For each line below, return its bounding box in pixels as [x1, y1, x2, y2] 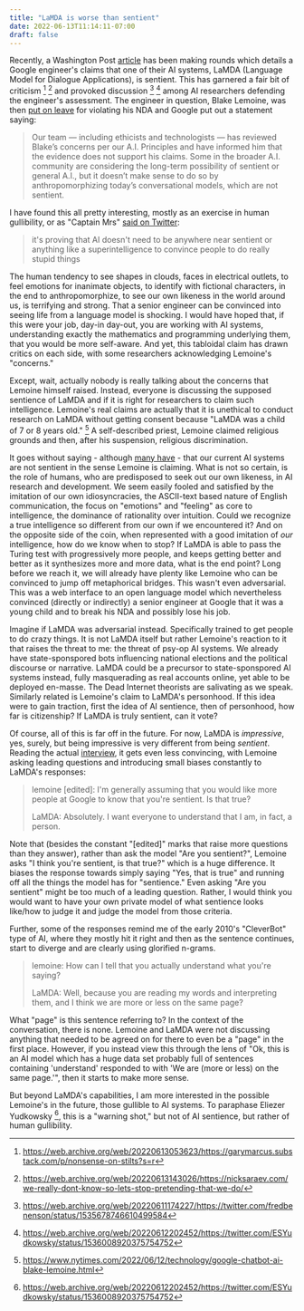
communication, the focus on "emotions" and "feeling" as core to [9, 500, 253, 511]
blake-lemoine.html [22, 1265, 95, 1276]
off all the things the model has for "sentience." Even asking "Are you [9, 876, 267, 888]
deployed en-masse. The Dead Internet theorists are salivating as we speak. [9, 681, 294, 692]
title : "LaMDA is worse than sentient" [9, 13, 160, 23]
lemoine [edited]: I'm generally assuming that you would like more [31, 784, 278, 795]
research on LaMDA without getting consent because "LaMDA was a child [9, 414, 285, 425]
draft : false [9, 30, 59, 39]
